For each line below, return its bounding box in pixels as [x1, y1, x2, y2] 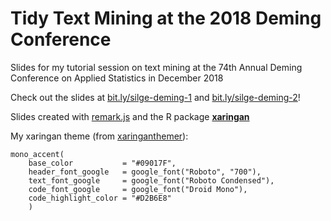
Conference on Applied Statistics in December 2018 [10, 72, 224, 84]
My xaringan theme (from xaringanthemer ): [10, 130, 189, 142]
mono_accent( [10, 149, 65, 159]
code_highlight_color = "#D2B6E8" [28, 193, 172, 203]
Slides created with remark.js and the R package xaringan [10, 110, 250, 122]
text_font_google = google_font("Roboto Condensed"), [28, 175, 275, 186]
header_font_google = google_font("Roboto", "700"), [28, 167, 262, 177]
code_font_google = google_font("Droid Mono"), [28, 184, 248, 194]
